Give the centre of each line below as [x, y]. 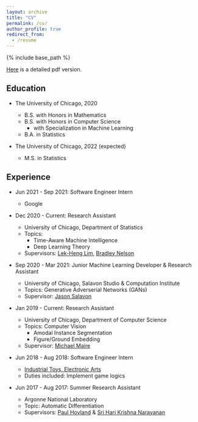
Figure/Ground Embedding [67, 339]
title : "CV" [21, 18]
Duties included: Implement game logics [75, 376]
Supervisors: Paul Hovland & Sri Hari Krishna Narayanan [95, 412]
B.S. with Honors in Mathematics [65, 115]
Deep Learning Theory [62, 247]
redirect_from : [26, 35]
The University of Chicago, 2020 [56, 103]
